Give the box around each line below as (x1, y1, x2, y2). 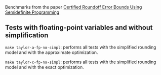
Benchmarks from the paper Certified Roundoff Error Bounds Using (5, 4, 142, 10)
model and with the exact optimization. (5, 64, 84, 70)
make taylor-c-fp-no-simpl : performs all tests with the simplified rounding (5, 59, 157, 65)
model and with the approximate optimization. (5, 49, 98, 55)
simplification (5, 31, 48, 40)
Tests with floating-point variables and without (5, 24, 153, 32)
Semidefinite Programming (5, 9, 60, 15)
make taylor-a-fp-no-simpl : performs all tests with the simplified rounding (5, 44, 157, 50)
